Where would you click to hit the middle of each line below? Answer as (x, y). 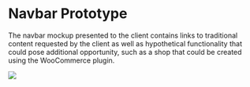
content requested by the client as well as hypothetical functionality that (125, 43)
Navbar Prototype (68, 14)
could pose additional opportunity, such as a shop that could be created (125, 52)
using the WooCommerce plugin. (62, 60)
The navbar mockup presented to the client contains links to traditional (123, 35)
